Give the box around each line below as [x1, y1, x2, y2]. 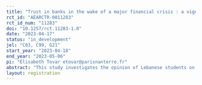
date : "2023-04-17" [6, 31, 55, 37]
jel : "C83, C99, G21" [6, 42, 61, 48]
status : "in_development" [6, 37, 71, 42]
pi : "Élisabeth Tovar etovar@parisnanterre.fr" [6, 59, 128, 65]
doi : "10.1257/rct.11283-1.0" [6, 25, 82, 32]
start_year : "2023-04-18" [6, 48, 71, 54]
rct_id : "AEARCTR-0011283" [6, 14, 74, 20]
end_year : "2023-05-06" [6, 53, 66, 59]
